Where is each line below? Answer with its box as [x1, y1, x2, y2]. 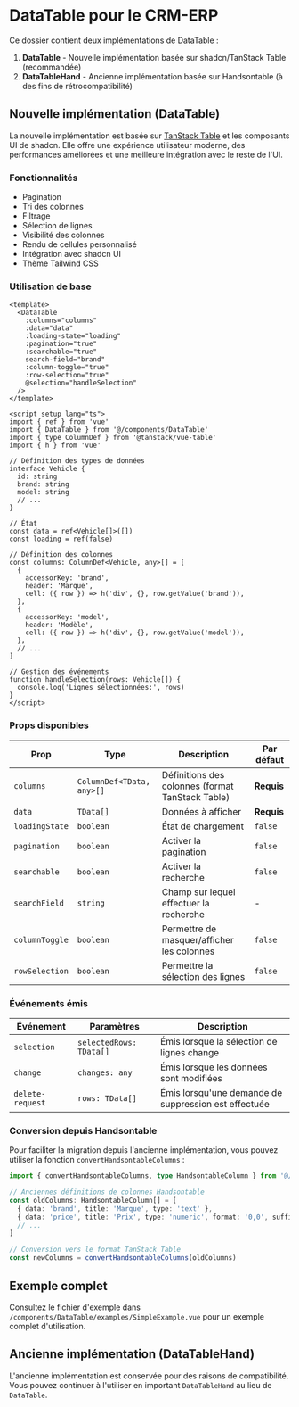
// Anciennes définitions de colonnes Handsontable [9, 1188, 205, 1196]
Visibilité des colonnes [21, 229, 105, 241]
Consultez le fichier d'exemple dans [9, 1302, 141, 1312]
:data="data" [25, 324, 74, 333]
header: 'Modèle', [25, 621, 93, 630]
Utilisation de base [9, 280, 92, 293]
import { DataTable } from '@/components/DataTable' [9, 426, 209, 435]
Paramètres [89, 1020, 140, 1032]
